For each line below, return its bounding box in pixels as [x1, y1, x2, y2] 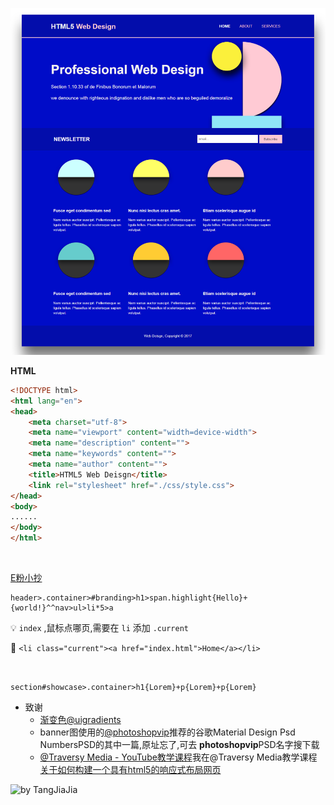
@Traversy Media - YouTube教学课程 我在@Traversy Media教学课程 [39, 751, 318, 763]
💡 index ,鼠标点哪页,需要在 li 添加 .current [10, 622, 189, 634]
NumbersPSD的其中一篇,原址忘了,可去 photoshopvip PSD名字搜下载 [39, 739, 320, 751]
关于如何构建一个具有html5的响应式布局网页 [39, 764, 222, 776]
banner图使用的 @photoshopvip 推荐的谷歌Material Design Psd [39, 726, 296, 738]
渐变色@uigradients [39, 714, 122, 726]
